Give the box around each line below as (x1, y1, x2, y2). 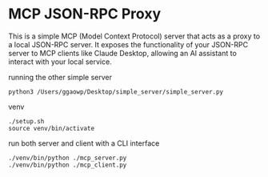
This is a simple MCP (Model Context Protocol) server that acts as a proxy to (8, 31, 261, 41)
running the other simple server (8, 72, 113, 82)
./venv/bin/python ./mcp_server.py (8, 154, 127, 162)
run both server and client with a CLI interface (8, 138, 160, 148)
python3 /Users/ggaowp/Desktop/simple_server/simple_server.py (8, 87, 224, 96)
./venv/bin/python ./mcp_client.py (8, 161, 127, 169)
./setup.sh (8, 117, 45, 125)
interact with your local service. (8, 57, 112, 66)
